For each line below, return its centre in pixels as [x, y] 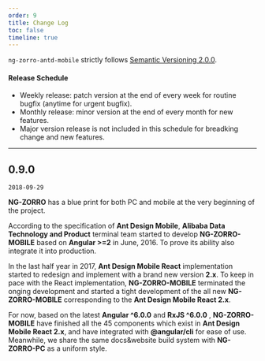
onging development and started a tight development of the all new [118, 292]
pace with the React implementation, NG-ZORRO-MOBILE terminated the [127, 283]
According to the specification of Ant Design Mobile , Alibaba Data [117, 226]
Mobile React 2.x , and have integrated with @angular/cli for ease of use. [127, 332]
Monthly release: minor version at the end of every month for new [126, 112]
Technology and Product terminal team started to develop [103, 234]
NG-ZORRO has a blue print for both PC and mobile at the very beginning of [131, 203]
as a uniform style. [77, 348]
